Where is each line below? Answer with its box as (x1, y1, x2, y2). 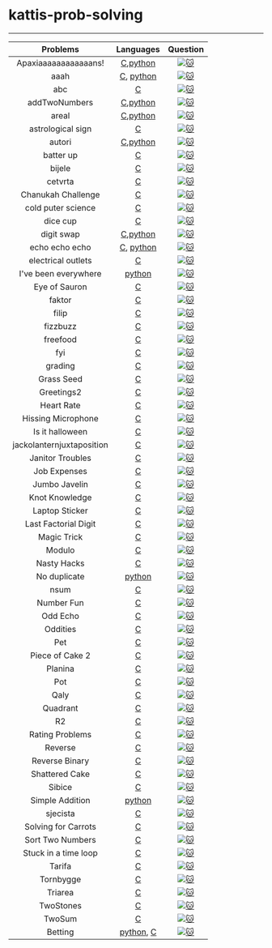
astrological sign (28, 123, 92, 135)
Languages (116, 43, 160, 54)
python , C (119, 926, 157, 937)
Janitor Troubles (29, 452, 91, 463)
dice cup (44, 215, 77, 226)
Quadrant (42, 702, 79, 714)
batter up (43, 149, 79, 160)
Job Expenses (33, 465, 87, 476)
